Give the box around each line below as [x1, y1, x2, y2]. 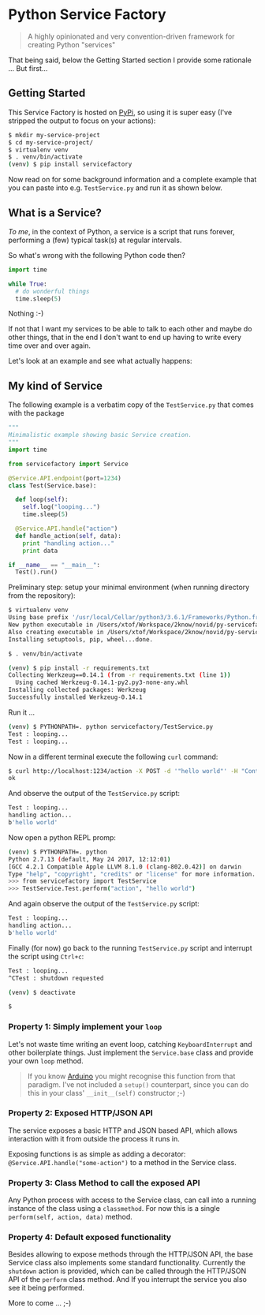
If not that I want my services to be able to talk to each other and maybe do [8, 324, 252, 334]
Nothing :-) [8, 309, 44, 319]
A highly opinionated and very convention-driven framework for [27, 32, 235, 41]
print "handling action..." [22, 539, 114, 547]
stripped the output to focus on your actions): [8, 116, 156, 125]
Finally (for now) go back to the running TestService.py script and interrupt [8, 943, 252, 952]
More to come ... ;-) [8, 1298, 72, 1308]
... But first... [8, 63, 48, 73]
